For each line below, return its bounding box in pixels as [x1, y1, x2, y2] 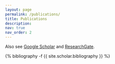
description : [5, 21, 32, 26]
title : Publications [5, 16, 48, 21]
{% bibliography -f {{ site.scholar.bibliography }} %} [5, 53, 111, 59]
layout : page [5, 7, 32, 12]
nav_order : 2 [5, 30, 32, 35]
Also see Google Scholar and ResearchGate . [5, 44, 95, 49]
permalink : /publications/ [5, 12, 60, 17]
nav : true [5, 26, 26, 31]
